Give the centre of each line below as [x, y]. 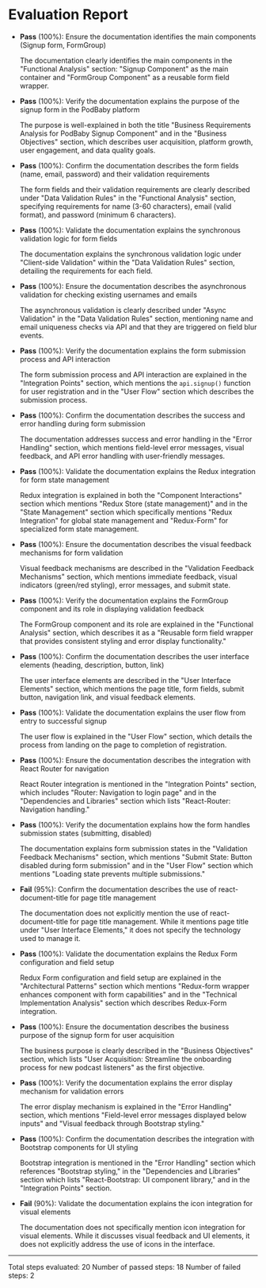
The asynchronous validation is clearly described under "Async [123, 310]
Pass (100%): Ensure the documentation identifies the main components [138, 37]
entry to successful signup [63, 721]
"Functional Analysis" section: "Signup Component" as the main [124, 68]
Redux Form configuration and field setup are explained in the [120, 978]
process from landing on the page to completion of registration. [123, 745]
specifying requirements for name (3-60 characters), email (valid [125, 206]
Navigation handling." [55, 809]
